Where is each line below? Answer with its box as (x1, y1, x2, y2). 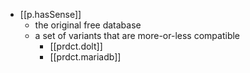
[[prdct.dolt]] (49, 40, 103, 52)
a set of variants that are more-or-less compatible (34, 30, 241, 41)
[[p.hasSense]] (19, 9, 82, 20)
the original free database (34, 19, 142, 31)
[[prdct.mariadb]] (49, 51, 122, 63)
